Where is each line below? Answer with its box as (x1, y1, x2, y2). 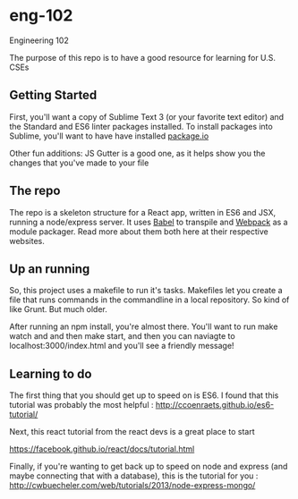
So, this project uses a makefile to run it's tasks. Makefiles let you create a (9, 285, 284, 296)
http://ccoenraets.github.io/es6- (155, 400, 275, 410)
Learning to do (9, 366, 92, 381)
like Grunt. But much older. (9, 304, 107, 315)
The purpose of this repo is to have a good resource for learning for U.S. (9, 52, 276, 63)
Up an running (9, 261, 90, 276)
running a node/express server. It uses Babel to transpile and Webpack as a (9, 216, 288, 227)
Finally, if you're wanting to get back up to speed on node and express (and (9, 461, 288, 472)
